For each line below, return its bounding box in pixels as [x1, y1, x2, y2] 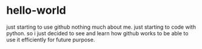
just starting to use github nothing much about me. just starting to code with [6, 23, 196, 30]
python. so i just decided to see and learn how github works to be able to [6, 29, 189, 36]
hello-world [6, 4, 67, 17]
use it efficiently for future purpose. [6, 36, 95, 43]
